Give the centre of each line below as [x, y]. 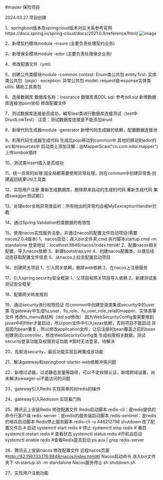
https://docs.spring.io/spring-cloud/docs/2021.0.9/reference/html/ [72, 33]
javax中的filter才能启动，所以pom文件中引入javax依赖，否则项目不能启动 [78, 323]
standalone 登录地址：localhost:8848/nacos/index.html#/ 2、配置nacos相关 [81, 245]
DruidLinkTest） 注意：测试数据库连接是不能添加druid [59, 119]
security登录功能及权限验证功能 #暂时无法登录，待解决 [60, 341]
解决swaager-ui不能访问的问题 [40, 378]
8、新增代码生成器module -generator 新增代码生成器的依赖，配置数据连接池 [81, 130]
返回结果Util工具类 [27, 179]
